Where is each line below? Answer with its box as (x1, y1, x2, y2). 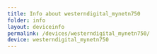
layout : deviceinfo (7, 23, 65, 30)
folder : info (7, 17, 46, 24)
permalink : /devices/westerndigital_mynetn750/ (7, 29, 151, 37)
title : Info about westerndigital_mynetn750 (7, 10, 141, 18)
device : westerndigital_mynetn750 (7, 36, 110, 43)
